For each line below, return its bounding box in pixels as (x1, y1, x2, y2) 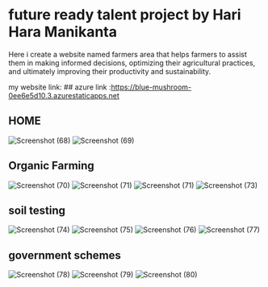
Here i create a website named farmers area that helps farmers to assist (8, 49, 248, 59)
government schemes (8, 248, 121, 262)
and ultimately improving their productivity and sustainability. (8, 66, 211, 76)
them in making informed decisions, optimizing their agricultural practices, (8, 58, 256, 68)
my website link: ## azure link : (8, 82, 111, 92)
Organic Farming (8, 159, 94, 173)
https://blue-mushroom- (111, 82, 192, 92)
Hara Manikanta (8, 23, 118, 41)
